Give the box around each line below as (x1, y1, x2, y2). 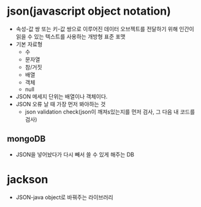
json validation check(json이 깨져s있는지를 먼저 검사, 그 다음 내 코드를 (25, 108, 195, 115)
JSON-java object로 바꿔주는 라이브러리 (15, 194, 113, 201)
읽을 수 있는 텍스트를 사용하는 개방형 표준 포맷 (15, 32, 126, 40)
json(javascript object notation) (7, 4, 171, 18)
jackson (7, 172, 48, 186)
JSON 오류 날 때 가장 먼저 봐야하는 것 (15, 100, 106, 107)
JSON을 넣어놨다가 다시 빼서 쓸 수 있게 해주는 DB (15, 151, 134, 158)
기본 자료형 (15, 40, 43, 48)
